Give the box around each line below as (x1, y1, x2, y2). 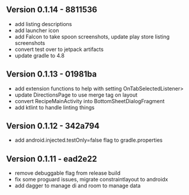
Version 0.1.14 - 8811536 (6, 5, 98, 15)
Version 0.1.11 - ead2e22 (6, 154, 97, 164)
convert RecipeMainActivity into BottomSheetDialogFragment (14, 97, 165, 104)
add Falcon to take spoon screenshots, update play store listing (14, 33, 170, 40)
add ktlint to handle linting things (14, 104, 95, 111)
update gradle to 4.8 (14, 52, 65, 59)
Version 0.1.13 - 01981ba (6, 69, 97, 79)
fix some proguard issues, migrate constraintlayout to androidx (14, 176, 168, 183)
